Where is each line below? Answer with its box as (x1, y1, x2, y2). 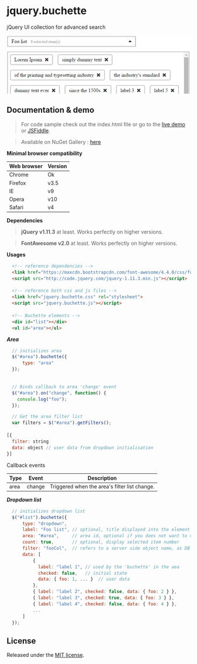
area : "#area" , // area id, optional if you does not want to (22, 533, 188, 539)
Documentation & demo (6, 105, 95, 115)
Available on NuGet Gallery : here (20, 138, 101, 145)
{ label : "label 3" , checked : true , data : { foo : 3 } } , (32, 595, 175, 601)
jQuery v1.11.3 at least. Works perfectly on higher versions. (20, 228, 163, 235)
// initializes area (12, 348, 62, 353)
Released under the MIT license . (6, 652, 85, 659)
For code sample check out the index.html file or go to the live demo (20, 120, 186, 127)
